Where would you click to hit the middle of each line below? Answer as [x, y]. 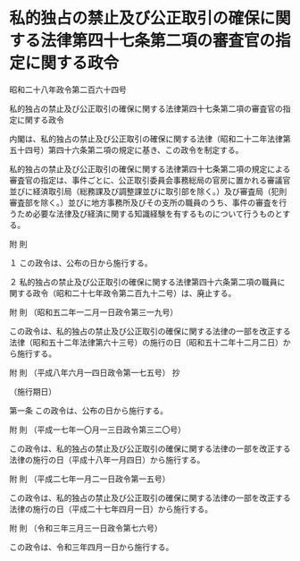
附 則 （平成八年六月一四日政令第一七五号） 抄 [95, 372]
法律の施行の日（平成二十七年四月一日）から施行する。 [111, 509]
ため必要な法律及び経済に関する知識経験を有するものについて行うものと [150, 213]
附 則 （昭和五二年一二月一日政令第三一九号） [94, 312]
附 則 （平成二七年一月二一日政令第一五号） [90, 479]
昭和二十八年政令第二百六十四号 [68, 89]
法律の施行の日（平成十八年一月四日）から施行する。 [107, 459]
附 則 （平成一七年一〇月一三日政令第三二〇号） [97, 429]
